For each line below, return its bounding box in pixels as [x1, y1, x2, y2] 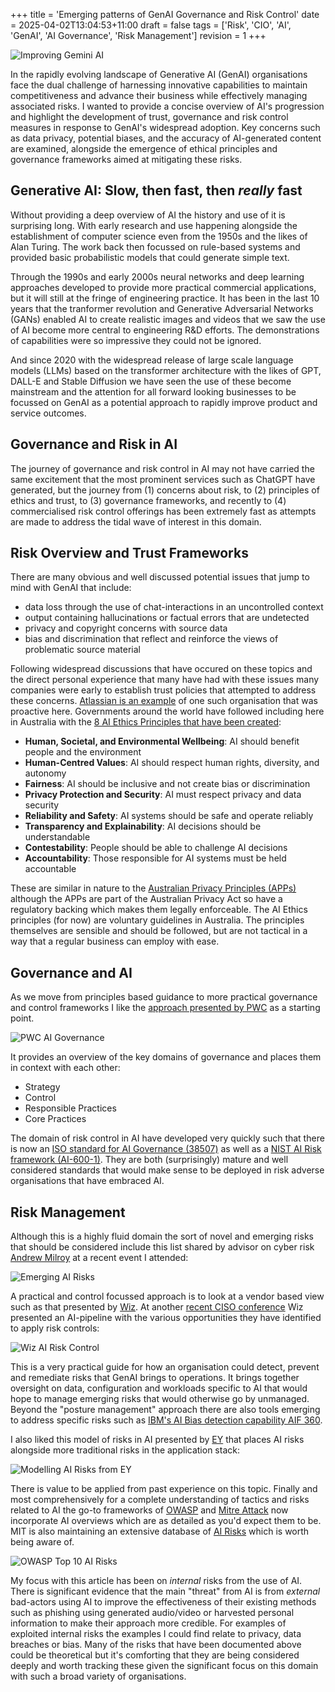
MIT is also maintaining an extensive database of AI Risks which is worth [10, 1525, 310, 1538]
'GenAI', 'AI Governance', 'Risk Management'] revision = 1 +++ [10, 30, 267, 41]
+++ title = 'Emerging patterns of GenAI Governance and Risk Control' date [10, 9, 320, 20]
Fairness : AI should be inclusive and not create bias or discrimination [24, 778, 311, 790]
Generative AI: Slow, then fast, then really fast [10, 182, 303, 199]
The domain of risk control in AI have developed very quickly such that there [10, 1132, 325, 1144]
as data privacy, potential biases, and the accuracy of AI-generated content [10, 132, 322, 144]
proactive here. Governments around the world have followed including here [10, 705, 325, 718]
